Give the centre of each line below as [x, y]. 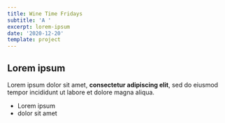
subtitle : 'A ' [29, 20]
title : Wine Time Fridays [45, 14]
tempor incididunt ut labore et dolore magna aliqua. [81, 92]
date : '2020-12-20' [36, 33]
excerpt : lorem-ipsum [39, 27]
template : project [34, 40]
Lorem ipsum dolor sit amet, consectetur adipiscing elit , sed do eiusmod [113, 85]
